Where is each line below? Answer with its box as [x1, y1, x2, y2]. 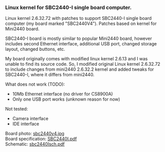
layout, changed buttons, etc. [5, 46, 66, 52]
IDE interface [12, 121, 39, 127]
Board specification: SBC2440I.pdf [5, 136, 77, 142]
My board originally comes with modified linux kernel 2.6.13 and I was [5, 56, 148, 62]
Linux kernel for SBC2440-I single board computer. [5, 4, 132, 11]
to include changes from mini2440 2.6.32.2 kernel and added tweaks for [5, 66, 155, 72]
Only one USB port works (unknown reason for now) [12, 96, 121, 102]
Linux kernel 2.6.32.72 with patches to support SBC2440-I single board [5, 15, 152, 21]
